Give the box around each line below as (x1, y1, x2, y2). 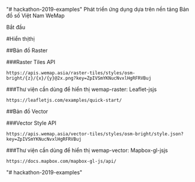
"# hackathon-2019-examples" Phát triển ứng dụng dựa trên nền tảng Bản (6, 6, 190, 13)
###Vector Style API (6, 120, 57, 126)
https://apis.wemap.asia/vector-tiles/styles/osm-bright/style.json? (6, 131, 184, 137)
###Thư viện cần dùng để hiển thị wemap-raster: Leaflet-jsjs (6, 86, 157, 93)
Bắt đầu (6, 24, 26, 31)
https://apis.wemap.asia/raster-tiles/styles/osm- (6, 70, 136, 76)
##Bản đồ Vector (6, 108, 49, 115)
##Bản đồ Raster (6, 47, 48, 54)
